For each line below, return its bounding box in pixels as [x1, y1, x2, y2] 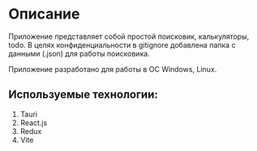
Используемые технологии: [8, 88, 158, 102]
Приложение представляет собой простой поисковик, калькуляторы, [8, 31, 250, 41]
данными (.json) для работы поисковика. [8, 48, 150, 58]
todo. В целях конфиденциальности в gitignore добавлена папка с [8, 40, 237, 49]
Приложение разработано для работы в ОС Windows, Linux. [8, 64, 217, 73]
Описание [8, 5, 80, 23]
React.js [19, 118, 48, 128]
